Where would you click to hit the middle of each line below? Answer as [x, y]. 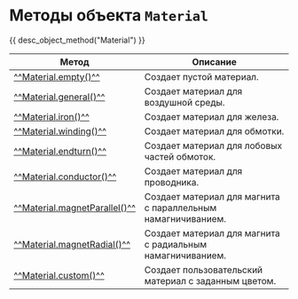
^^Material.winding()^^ [60, 131]
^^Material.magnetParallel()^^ [74, 208]
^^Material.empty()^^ [57, 76]
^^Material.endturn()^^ [60, 151]
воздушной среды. [184, 102]
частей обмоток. [180, 156]
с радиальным [175, 244]
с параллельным [180, 208]
